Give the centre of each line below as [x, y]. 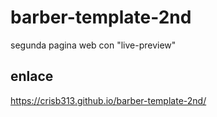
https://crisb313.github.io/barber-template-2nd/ [108, 100]
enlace [32, 76]
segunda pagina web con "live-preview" [93, 45]
